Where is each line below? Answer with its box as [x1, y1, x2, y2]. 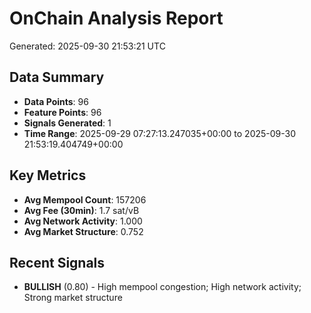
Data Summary [9, 69, 105, 86]
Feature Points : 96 [23, 106, 102, 118]
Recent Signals [9, 254, 106, 271]
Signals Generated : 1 [23, 117, 112, 129]
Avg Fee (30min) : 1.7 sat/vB [23, 204, 140, 216]
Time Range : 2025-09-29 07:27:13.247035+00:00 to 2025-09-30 [23, 127, 297, 139]
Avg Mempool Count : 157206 [23, 193, 147, 206]
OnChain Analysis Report [9, 7, 224, 30]
